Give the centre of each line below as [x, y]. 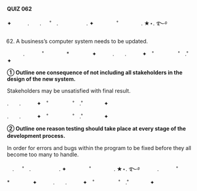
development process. [36, 136]
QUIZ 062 [20, 9]
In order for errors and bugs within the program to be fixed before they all [99, 148]
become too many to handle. [43, 154]
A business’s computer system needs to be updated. [82, 41]
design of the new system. [41, 79]
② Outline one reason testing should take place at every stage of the [97, 128]
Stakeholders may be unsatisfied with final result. [69, 91]
